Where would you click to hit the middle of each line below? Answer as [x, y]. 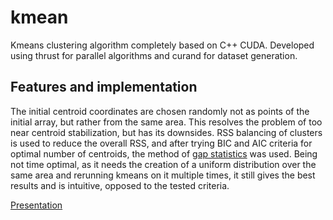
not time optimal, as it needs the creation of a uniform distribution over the [163, 164]
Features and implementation [104, 87]
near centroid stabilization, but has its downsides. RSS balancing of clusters [166, 132]
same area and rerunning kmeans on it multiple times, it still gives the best [163, 175]
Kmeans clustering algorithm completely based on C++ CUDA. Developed [162, 45]
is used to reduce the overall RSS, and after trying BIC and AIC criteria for [161, 143]
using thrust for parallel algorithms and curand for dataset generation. [154, 55]
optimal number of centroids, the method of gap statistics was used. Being [164, 153]
